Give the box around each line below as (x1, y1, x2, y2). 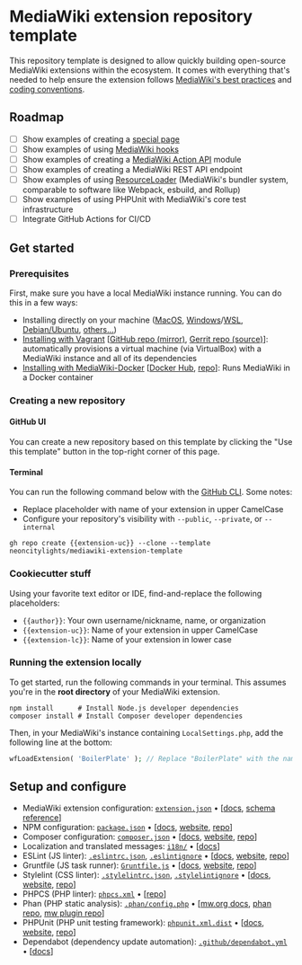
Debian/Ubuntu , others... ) (22, 323, 117, 334)
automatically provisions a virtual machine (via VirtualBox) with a (22, 343, 262, 354)
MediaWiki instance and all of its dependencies (22, 352, 198, 363)
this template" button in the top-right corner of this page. (9, 447, 220, 456)
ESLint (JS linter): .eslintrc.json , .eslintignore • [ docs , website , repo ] (22, 851, 290, 862)
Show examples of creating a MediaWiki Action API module (22, 154, 242, 164)
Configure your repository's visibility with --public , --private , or (22, 514, 262, 525)
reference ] (22, 812, 62, 823)
